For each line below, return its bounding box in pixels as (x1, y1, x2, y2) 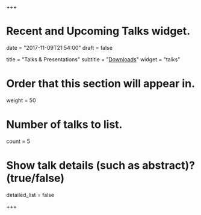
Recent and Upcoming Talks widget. (6, 25, 191, 38)
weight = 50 (6, 97, 36, 104)
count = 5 (6, 138, 30, 145)
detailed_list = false (6, 191, 55, 198)
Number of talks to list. (6, 118, 123, 132)
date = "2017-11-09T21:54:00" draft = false (6, 44, 113, 51)
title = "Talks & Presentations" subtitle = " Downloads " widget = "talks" (6, 55, 181, 63)
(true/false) (6, 172, 65, 185)
